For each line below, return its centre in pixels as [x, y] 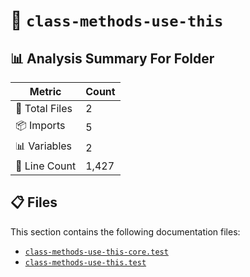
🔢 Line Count [46, 166]
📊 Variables [44, 146]
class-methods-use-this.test [85, 262]
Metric [45, 91]
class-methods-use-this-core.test [96, 252]
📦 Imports [40, 125]
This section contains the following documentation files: [125, 231]
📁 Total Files [44, 108]
